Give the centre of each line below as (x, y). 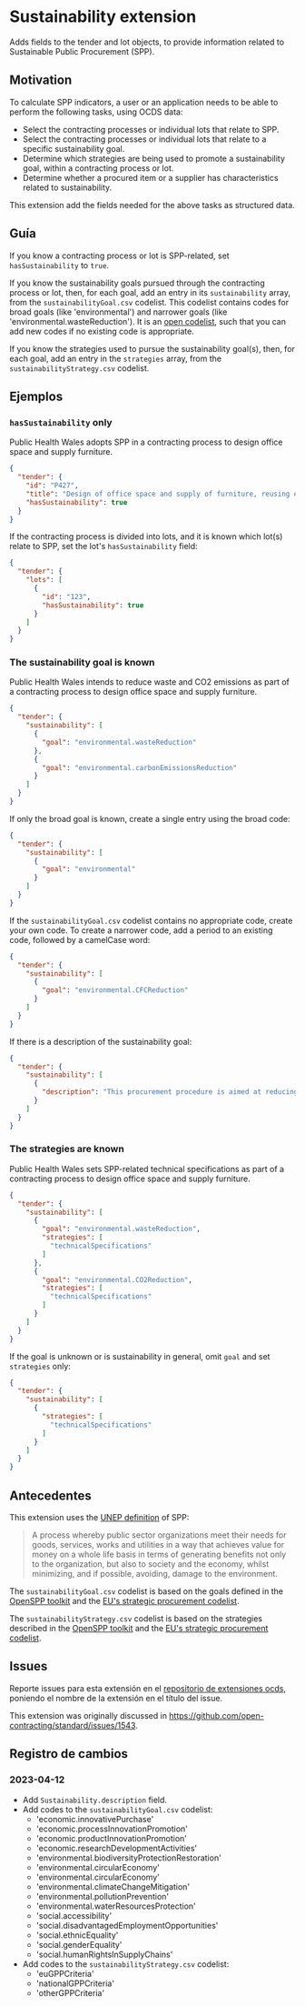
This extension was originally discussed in (89, 1715)
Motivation (41, 80)
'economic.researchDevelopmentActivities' (117, 1848)
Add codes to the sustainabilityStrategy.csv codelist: (126, 1964)
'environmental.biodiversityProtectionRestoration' (129, 1858)
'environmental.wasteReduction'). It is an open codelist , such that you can (148, 321)
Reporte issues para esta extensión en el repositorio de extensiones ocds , (148, 1688)
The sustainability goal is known (82, 663)
